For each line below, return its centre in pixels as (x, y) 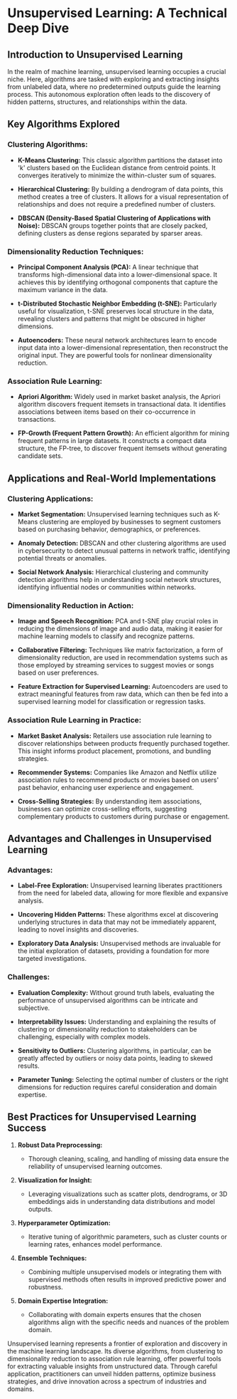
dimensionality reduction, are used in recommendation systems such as (123, 657)
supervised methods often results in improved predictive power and (127, 1279)
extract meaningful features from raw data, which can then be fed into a (123, 694)
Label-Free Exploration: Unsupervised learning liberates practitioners (120, 885)
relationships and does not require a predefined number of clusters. (117, 204)
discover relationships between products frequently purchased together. (123, 743)
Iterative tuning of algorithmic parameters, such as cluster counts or (127, 1237)
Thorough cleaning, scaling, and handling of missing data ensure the (128, 1159)
